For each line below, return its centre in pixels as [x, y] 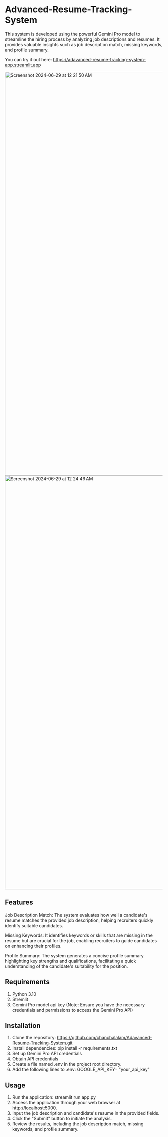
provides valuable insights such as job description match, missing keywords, [84, 44]
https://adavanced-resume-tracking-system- [100, 59]
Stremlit [20, 999]
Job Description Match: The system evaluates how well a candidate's [76, 915]
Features [19, 903]
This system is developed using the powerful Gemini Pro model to [73, 34]
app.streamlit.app [23, 65]
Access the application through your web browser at [66, 1103]
